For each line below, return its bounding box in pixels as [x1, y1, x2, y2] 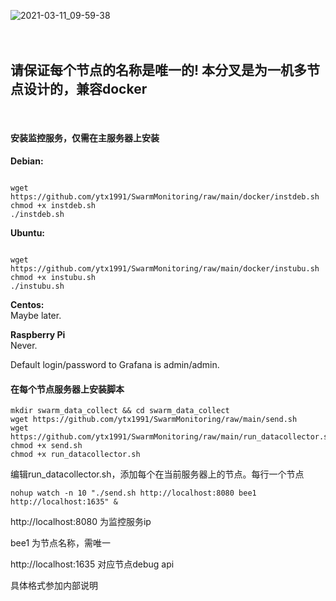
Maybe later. [10, 310, 62, 322]
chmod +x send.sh [10, 441, 83, 451]
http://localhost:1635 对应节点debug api [10, 558, 175, 570]
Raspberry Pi [10, 329, 66, 341]
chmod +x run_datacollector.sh [10, 450, 141, 460]
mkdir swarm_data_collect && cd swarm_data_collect [10, 406, 230, 416]
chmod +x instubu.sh [10, 273, 97, 283]
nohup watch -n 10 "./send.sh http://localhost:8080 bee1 [10, 488, 257, 499]
